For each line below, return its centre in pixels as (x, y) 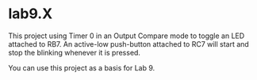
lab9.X (31, 14)
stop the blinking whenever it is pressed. (75, 52)
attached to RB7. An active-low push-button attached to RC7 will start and (129, 44)
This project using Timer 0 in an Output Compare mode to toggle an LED (127, 36)
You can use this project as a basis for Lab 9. (82, 67)
